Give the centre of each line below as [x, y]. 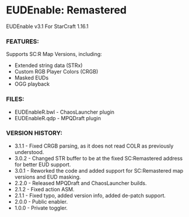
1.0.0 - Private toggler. [41, 208]
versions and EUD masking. [48, 177]
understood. [29, 152]
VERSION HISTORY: [34, 133]
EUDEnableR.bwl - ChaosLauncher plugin [64, 112]
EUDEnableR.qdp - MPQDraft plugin [57, 118]
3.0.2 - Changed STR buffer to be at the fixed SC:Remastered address [98, 158]
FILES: [15, 99]
